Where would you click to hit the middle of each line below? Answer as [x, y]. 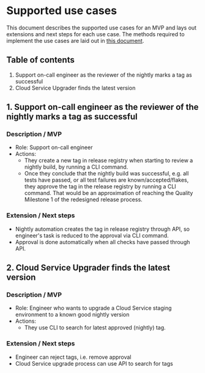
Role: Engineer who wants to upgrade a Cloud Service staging [93, 308]
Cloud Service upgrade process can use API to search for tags [94, 363]
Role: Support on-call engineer [54, 147]
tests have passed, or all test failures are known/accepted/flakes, [106, 180]
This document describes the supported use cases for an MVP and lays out [102, 28]
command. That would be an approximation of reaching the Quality [109, 193]
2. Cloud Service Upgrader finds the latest [88, 268]
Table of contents [40, 60]
